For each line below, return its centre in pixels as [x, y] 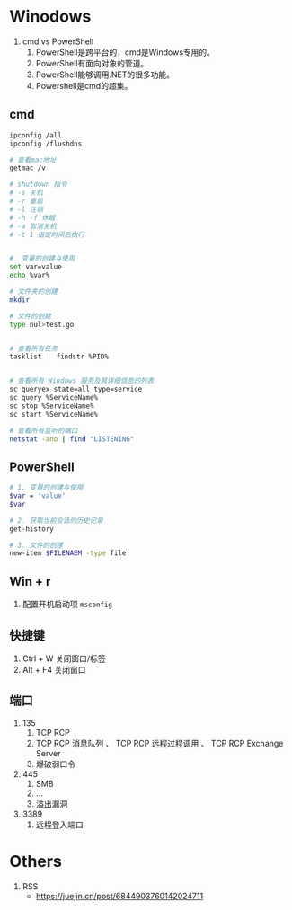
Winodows [50, 17]
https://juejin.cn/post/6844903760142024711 [119, 896]
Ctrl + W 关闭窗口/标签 [64, 658]
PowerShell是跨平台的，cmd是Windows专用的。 [125, 52]
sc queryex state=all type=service [76, 389]
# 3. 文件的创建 [36, 545]
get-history [31, 529]
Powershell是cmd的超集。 [84, 85]
